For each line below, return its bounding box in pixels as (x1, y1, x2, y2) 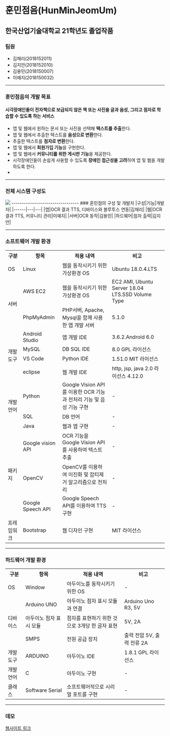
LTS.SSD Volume (112, 291, 152, 298)
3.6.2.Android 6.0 (112, 333, 154, 341)
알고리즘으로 (68, 478, 97, 485)
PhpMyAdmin (22, 314, 55, 321)
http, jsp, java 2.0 (112, 364, 153, 372)
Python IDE (62, 355, 89, 362)
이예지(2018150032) (12, 74, 54, 80)
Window (25, 584, 46, 591)
